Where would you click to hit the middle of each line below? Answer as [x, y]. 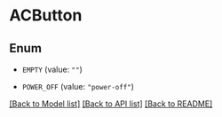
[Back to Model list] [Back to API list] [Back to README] [111, 104]
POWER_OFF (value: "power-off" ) [78, 86]
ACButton [46, 16]
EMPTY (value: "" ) [52, 69]
